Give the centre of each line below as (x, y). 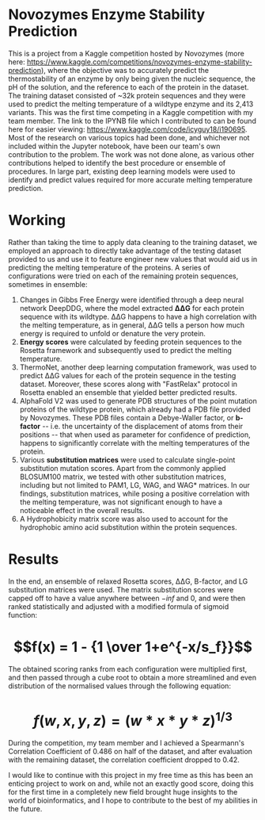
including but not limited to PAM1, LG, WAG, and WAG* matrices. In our (135, 485)
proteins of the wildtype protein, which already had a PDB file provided (135, 409)
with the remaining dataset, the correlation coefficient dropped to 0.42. (124, 760)
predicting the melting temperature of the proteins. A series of (110, 267)
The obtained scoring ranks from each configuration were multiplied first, (128, 669)
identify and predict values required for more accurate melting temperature (131, 179)
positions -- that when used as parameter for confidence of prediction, (135, 435)
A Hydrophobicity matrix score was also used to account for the (124, 519)
